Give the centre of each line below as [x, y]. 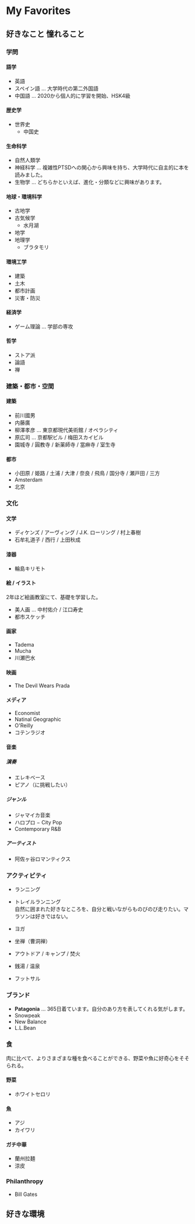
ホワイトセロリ [32, 1094]
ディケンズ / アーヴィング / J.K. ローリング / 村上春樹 [78, 532]
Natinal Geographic [38, 719]
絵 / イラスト [21, 583]
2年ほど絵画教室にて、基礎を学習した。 [53, 597]
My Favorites [39, 11]
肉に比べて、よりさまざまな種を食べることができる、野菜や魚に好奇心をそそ [98, 1058]
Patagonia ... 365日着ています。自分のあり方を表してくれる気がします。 [101, 1009]
